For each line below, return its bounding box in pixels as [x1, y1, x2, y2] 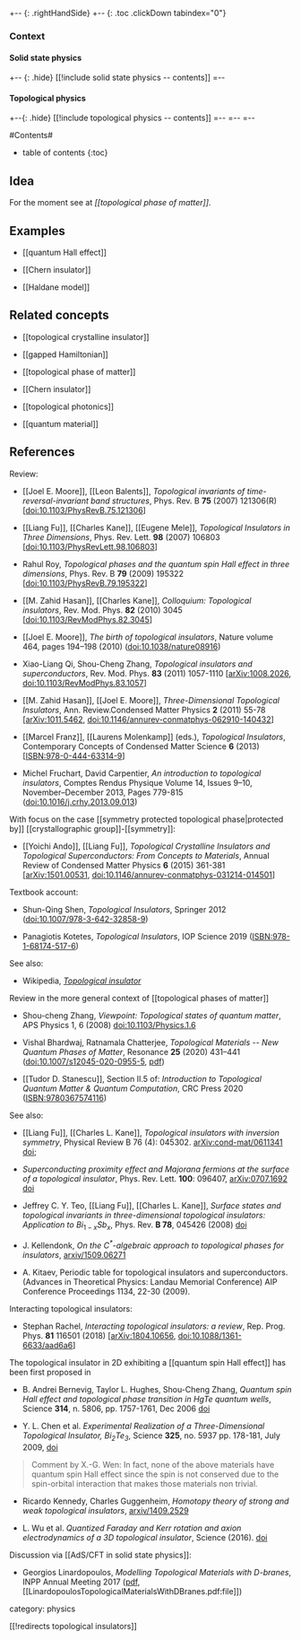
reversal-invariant [21, 495, 90, 506]
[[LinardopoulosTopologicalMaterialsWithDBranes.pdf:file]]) [21, 1585, 243, 1596]
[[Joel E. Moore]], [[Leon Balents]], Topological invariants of [21, 485, 245, 496]
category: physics [9, 1603, 76, 1614]
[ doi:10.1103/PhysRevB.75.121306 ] [21, 504, 146, 515]
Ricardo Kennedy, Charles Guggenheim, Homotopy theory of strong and [21, 1496, 289, 1506]
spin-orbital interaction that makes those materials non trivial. [30, 1478, 258, 1488]
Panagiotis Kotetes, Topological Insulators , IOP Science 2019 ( [21, 930, 253, 941]
